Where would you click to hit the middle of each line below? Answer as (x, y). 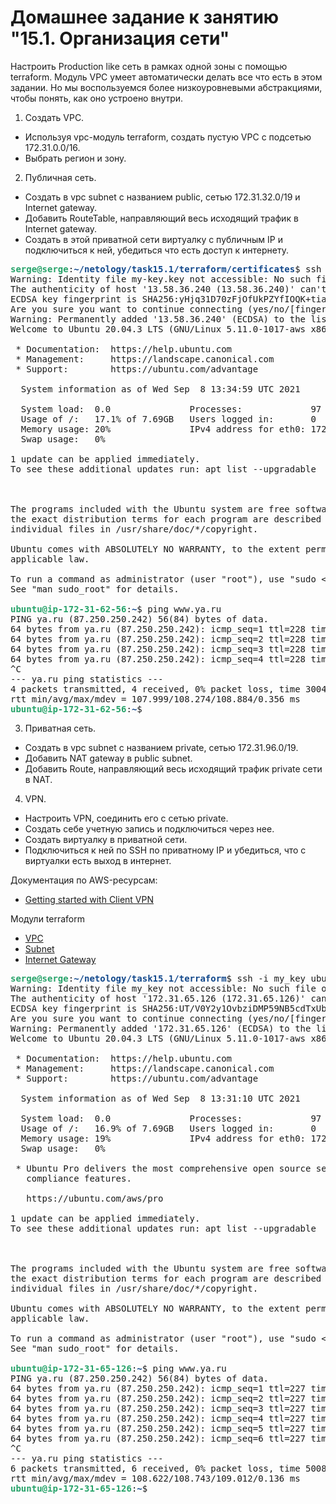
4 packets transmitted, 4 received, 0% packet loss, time (155, 689)
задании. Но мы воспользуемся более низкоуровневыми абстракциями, (166, 87)
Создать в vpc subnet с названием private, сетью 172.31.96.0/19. (161, 747)
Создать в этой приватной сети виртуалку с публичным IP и (153, 239)
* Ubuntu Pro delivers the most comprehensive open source (163, 1168)
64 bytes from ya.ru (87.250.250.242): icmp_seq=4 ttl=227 (158, 1418)
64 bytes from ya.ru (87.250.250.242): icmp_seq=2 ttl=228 (158, 639)
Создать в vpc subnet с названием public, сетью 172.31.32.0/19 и (162, 197)
